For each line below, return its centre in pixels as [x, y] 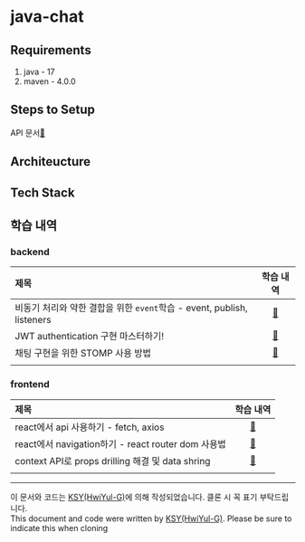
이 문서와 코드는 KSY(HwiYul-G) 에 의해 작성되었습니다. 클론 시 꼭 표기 [134, 497]
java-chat [47, 17]
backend [30, 252]
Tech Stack [43, 192]
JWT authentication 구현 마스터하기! [90, 337]
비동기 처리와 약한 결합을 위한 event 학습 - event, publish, [131, 308]
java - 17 [39, 71]
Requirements [51, 50]
